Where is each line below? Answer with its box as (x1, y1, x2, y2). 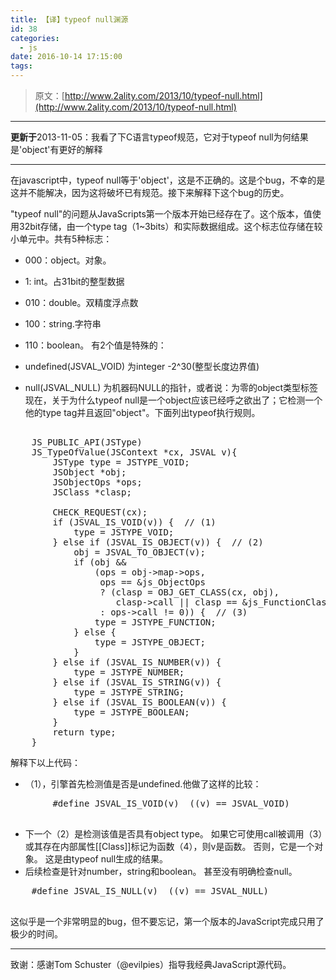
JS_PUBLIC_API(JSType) (31, 437, 143, 448)
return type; (52, 727, 117, 738)
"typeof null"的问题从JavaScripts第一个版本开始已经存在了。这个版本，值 (10, 208, 313, 220)
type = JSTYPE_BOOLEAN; (73, 707, 190, 718)
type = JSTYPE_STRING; (73, 687, 185, 698)
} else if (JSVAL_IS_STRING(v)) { (52, 677, 222, 688)
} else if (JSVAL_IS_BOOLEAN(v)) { (52, 697, 227, 708)
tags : (10, 61, 33, 71)
